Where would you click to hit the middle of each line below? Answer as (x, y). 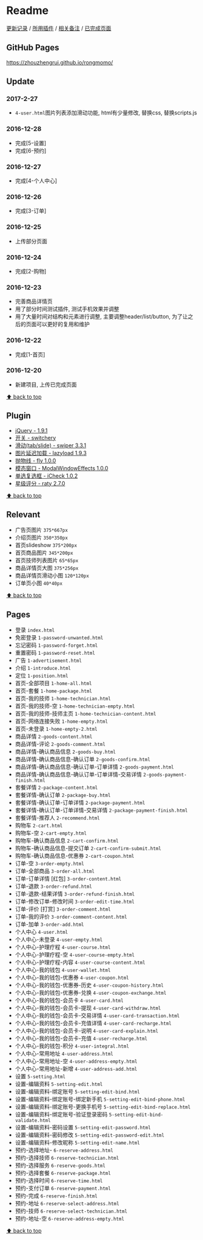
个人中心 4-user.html (42, 932)
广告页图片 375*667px (42, 530)
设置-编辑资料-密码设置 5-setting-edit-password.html (83, 1127)
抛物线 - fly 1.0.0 (35, 461)
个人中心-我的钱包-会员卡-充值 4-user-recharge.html (81, 1039)
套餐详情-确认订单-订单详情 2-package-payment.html (80, 803)
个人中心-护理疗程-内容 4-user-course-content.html (80, 963)
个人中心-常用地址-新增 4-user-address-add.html (76, 1069)
